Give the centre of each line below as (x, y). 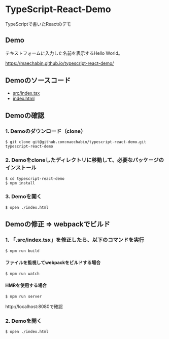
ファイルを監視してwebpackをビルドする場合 (53, 262)
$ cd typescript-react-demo (35, 178)
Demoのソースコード (38, 80)
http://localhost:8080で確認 (34, 306)
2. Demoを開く (24, 321)
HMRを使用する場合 (26, 285)
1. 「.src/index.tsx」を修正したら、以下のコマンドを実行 (75, 240)
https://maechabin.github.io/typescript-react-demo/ (60, 63)
